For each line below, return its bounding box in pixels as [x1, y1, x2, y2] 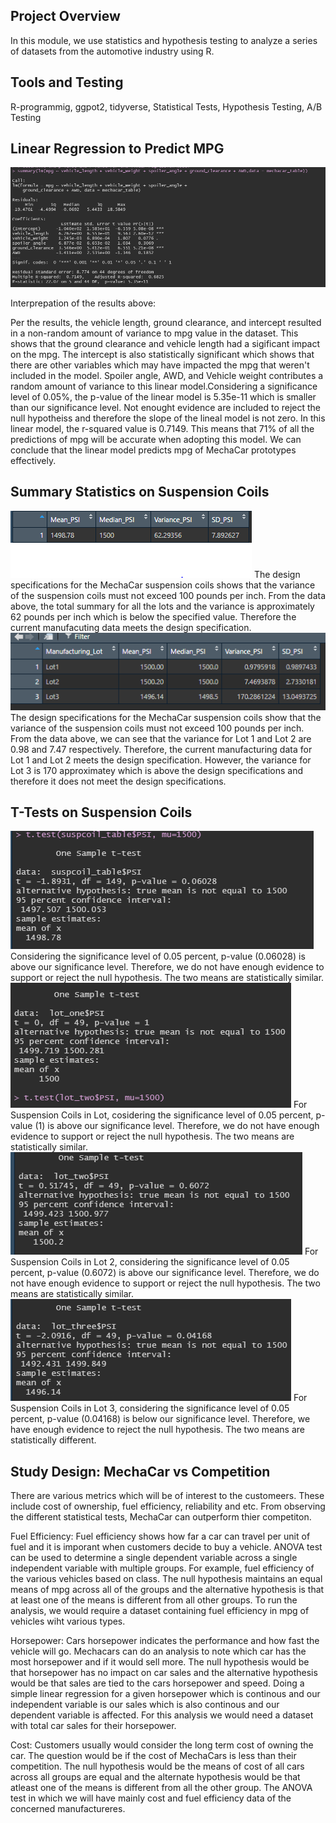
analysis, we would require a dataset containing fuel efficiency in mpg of [10, 1605, 310, 1617]
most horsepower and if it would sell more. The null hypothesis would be [10, 1656, 310, 1668]
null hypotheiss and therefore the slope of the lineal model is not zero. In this [10, 412, 326, 424]
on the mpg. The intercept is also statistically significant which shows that [10, 348, 315, 360]
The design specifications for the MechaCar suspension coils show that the [10, 711, 322, 723]
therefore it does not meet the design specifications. [10, 775, 227, 787]
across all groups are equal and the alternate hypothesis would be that [10, 1771, 301, 1783]
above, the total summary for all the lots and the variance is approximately [10, 600, 315, 612]
